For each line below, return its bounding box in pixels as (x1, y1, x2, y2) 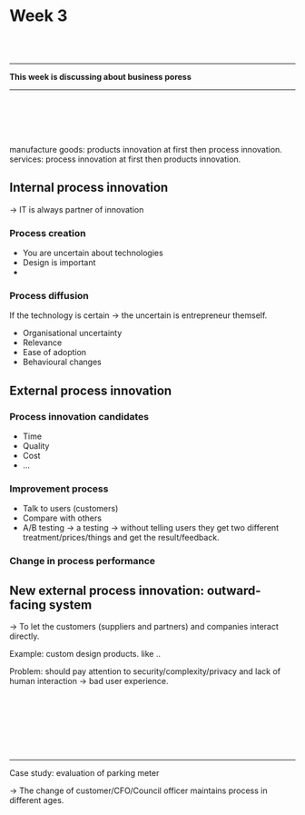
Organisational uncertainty (22, 328, 123, 339)
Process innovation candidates (9, 410, 150, 422)
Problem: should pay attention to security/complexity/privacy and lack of (9, 666, 281, 677)
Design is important (22, 257, 96, 268)
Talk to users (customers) (22, 503, 119, 514)
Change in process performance (9, 555, 156, 568)
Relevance (22, 337, 63, 348)
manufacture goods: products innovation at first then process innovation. (9, 144, 283, 154)
